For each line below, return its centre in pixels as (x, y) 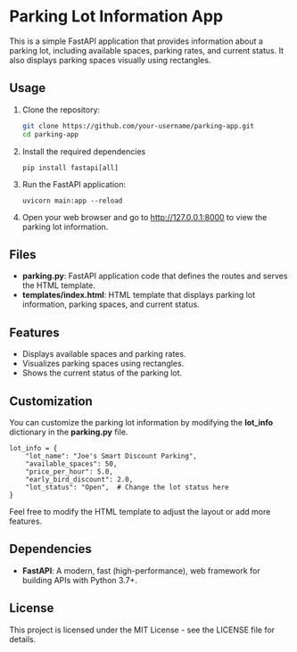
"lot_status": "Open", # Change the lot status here (127, 487)
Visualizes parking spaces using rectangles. (103, 364)
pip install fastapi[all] (70, 168)
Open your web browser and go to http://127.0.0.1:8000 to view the (144, 217)
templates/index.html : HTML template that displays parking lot (139, 295)
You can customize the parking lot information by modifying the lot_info (141, 422)
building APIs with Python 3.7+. (80, 580)
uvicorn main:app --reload (72, 201)
